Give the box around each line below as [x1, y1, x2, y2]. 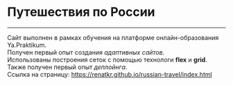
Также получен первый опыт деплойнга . [7, 63, 128, 71]
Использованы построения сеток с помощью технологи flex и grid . [7, 55, 208, 64]
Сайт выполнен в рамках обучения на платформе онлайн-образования [7, 33, 219, 41]
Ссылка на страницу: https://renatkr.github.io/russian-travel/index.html [7, 70, 213, 78]
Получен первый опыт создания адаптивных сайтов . [7, 48, 165, 56]
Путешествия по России [7, 4, 155, 20]
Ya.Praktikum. [7, 41, 47, 49]
